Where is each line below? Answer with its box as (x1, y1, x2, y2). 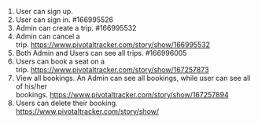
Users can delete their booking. (15, 98, 118, 108)
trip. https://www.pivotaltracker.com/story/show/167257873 (15, 65, 210, 74)
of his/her (15, 82, 48, 91)
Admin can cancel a (15, 31, 80, 41)
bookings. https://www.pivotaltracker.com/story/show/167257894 (15, 90, 230, 99)
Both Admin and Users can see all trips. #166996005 (15, 49, 187, 57)
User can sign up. (15, 7, 73, 16)
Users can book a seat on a (15, 57, 105, 66)
